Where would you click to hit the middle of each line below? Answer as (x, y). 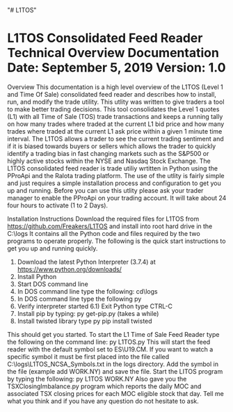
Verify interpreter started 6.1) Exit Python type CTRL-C (95, 306)
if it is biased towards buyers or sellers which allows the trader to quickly (112, 146)
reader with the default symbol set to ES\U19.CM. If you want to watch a (110, 349)
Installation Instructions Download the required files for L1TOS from (103, 219)
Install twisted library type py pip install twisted (85, 321)
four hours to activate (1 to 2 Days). (58, 205)
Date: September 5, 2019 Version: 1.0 (116, 68)
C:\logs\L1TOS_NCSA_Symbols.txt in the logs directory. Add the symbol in (113, 364)
